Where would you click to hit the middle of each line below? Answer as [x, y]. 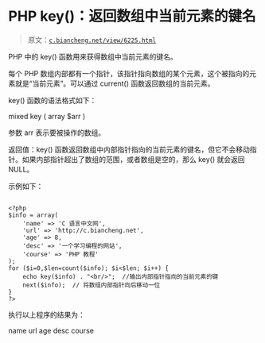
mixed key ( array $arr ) [47, 116]
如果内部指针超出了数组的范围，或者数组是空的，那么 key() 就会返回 [133, 159]
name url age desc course [51, 330]
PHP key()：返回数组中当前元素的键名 [132, 16]
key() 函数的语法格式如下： [53, 100]
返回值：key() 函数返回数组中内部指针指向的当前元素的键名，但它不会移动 [129, 149]
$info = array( [33, 215]
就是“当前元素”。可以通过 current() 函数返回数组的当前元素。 [115, 83]
